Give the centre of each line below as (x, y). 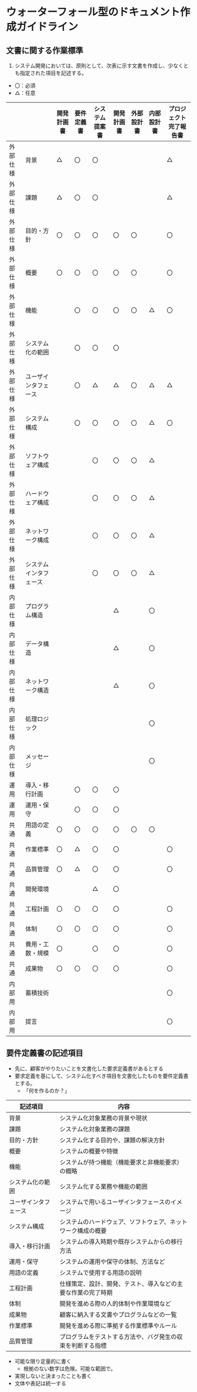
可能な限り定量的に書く (43, 1361)
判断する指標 (89, 1345)
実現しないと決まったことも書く (53, 1376)
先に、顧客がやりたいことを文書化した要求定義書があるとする (89, 1068)
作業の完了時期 (92, 1292)
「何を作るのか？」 (47, 1090)
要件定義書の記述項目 (45, 1053)
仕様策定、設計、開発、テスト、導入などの (118, 1284)
